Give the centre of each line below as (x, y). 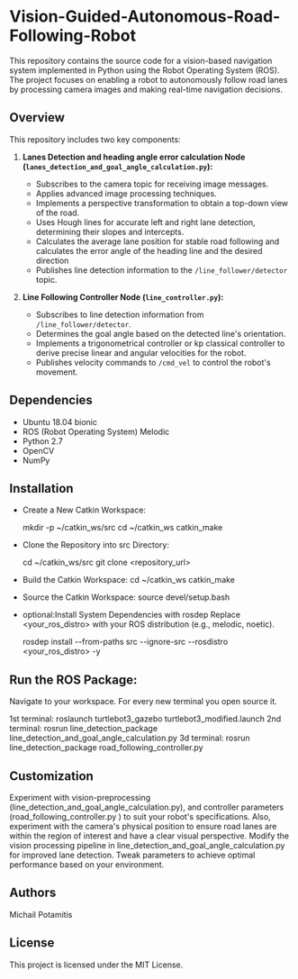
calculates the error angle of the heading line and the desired (149, 250)
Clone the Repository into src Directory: (95, 545)
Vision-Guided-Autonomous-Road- (145, 17)
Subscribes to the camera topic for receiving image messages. (152, 184)
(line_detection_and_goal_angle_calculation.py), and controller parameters (147, 807)
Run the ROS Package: (73, 680)
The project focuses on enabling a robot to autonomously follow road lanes (149, 79)
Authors (33, 893)
